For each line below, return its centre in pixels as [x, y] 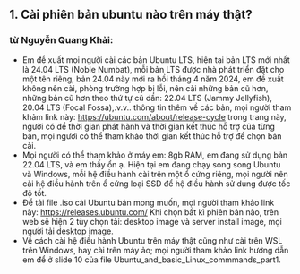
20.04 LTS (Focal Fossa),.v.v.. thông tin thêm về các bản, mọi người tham [157, 107]
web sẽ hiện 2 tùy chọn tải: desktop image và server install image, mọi [152, 221]
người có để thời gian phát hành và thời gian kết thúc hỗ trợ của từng [148, 126]
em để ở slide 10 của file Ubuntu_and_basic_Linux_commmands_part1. [152, 260]
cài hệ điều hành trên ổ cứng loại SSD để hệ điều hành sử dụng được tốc [156, 184]
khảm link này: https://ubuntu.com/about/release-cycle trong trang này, [154, 116]
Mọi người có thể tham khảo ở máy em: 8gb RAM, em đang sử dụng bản [155, 155]
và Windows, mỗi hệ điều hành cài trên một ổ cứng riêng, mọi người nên [155, 174]
